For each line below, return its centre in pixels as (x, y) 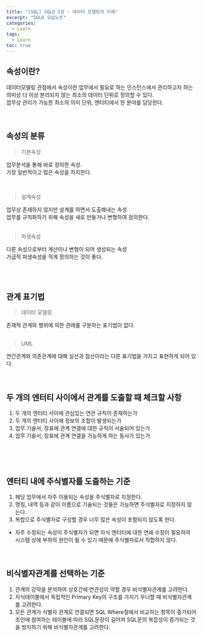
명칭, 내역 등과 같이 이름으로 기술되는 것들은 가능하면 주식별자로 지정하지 (100, 504)
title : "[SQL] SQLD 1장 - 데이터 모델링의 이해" (62, 12)
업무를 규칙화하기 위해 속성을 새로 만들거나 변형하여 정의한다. (78, 217)
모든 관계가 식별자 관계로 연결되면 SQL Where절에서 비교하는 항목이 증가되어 (106, 612)
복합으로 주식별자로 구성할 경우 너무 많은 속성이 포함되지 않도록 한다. (95, 519)
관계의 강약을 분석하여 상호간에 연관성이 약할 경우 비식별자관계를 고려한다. (102, 589)
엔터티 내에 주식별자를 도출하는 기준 (68, 481)
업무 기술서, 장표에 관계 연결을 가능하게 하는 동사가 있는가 (83, 436)
